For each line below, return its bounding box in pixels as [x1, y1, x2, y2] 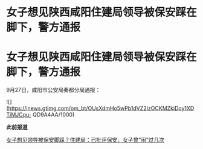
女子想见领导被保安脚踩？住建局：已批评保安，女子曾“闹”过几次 [6, 136, 165, 144]
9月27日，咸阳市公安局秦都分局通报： [6, 87, 101, 94]
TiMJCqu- [6, 111, 32, 118]
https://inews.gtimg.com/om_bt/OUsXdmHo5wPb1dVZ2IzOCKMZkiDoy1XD [8, 105, 195, 112]
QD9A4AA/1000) [32, 111, 75, 118]
